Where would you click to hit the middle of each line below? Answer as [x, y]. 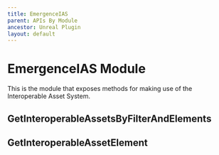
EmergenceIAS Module [76, 69]
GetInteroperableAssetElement [78, 143]
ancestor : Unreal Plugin [44, 27]
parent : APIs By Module [43, 21]
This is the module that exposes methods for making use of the [100, 89]
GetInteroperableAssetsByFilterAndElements [109, 118]
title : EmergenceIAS [38, 14]
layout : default [31, 34]
